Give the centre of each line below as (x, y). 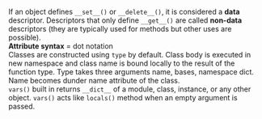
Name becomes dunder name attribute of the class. (94, 81)
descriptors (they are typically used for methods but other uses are (120, 29)
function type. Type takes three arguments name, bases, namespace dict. (131, 72)
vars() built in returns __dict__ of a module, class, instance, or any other (130, 89)
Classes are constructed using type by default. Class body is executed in (130, 55)
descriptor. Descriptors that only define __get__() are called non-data (125, 20)
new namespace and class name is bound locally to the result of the (122, 63)
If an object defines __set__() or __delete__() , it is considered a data (124, 12)
